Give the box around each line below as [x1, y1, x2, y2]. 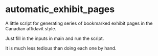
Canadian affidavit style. [5, 25, 57, 31]
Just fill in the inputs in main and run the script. [5, 35, 104, 41]
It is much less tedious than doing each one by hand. [5, 45, 117, 51]
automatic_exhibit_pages [5, 4, 115, 15]
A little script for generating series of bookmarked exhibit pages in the [5, 20, 153, 26]
